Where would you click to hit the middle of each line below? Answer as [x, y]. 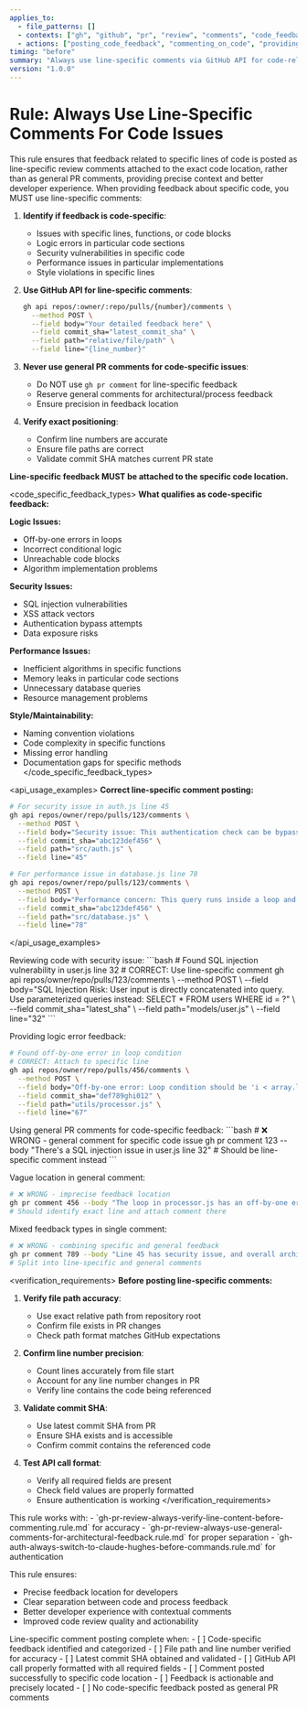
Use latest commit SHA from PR [96, 1425]
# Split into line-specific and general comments [106, 1263]
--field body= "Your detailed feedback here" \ [122, 324]
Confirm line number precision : [83, 1353]
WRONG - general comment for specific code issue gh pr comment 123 [144, 1141]
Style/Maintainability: [52, 715]
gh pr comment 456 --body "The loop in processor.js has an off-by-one [148, 1203]
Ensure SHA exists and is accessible [105, 1435]
